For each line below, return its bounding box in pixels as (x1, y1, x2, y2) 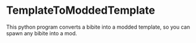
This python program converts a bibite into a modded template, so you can (6, 23, 190, 30)
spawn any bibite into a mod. (6, 29, 78, 36)
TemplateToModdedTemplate (6, 4, 155, 17)
